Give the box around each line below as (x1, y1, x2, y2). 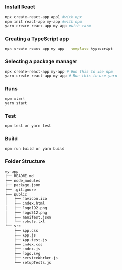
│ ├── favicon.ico (5, 196, 48, 201)
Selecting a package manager (5, 58, 77, 65)
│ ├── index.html (5, 201, 45, 206)
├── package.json (5, 183, 41, 188)
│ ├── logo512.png (5, 210, 48, 215)
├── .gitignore (5, 187, 36, 192)
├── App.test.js (14, 237, 48, 242)
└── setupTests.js (14, 260, 51, 265)
